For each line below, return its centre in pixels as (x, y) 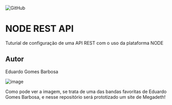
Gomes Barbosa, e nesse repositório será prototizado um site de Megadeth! (85, 97)
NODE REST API (40, 29)
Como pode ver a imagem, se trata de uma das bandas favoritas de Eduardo (86, 91)
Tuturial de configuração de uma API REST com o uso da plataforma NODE (84, 43)
